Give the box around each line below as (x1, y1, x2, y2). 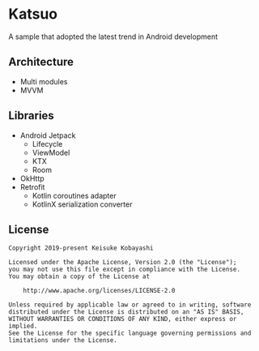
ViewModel (32, 148, 70, 157)
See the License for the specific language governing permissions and (8, 329, 252, 337)
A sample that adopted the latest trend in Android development (8, 32, 219, 41)
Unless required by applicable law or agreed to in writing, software (8, 301, 252, 309)
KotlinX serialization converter (32, 199, 133, 209)
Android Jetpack (19, 131, 76, 140)
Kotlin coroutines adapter (32, 190, 117, 200)
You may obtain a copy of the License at (8, 272, 151, 280)
